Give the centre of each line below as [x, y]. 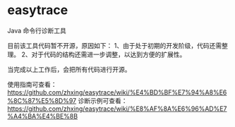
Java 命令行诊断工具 [37, 30]
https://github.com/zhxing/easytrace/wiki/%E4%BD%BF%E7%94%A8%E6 [117, 92]
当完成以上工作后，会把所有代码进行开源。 [69, 69]
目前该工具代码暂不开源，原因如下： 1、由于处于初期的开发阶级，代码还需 [115, 45]
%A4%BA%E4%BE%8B [43, 116]
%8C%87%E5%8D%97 [42, 100]
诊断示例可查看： [102, 100]
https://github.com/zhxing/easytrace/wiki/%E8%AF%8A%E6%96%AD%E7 [117, 109]
